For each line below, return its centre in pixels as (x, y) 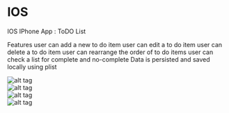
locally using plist (32, 67)
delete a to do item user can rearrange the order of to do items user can (110, 52)
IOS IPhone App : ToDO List (47, 31)
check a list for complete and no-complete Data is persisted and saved (109, 59)
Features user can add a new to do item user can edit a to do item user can (115, 44)
